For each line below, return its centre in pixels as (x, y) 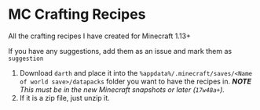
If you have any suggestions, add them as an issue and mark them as (120, 51)
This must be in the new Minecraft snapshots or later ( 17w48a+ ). (122, 89)
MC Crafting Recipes (77, 14)
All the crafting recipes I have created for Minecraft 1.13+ (99, 36)
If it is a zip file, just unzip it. (64, 98)
